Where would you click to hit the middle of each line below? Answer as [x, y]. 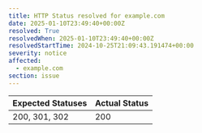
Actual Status [121, 103]
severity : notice [38, 53]
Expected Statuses [50, 103]
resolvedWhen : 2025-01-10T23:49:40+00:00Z [81, 38]
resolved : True [34, 31]
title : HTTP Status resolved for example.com [86, 16]
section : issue [34, 76]
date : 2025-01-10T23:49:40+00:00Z [67, 23]
